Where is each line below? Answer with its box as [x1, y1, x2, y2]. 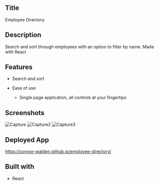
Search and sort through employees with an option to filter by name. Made [5, 44, 154, 50]
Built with [5, 163, 35, 171]
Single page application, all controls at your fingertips [19, 95, 126, 101]
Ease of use [12, 85, 36, 91]
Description [5, 31, 41, 39]
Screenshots [5, 109, 45, 117]
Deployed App [5, 135, 50, 144]
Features [5, 63, 33, 71]
